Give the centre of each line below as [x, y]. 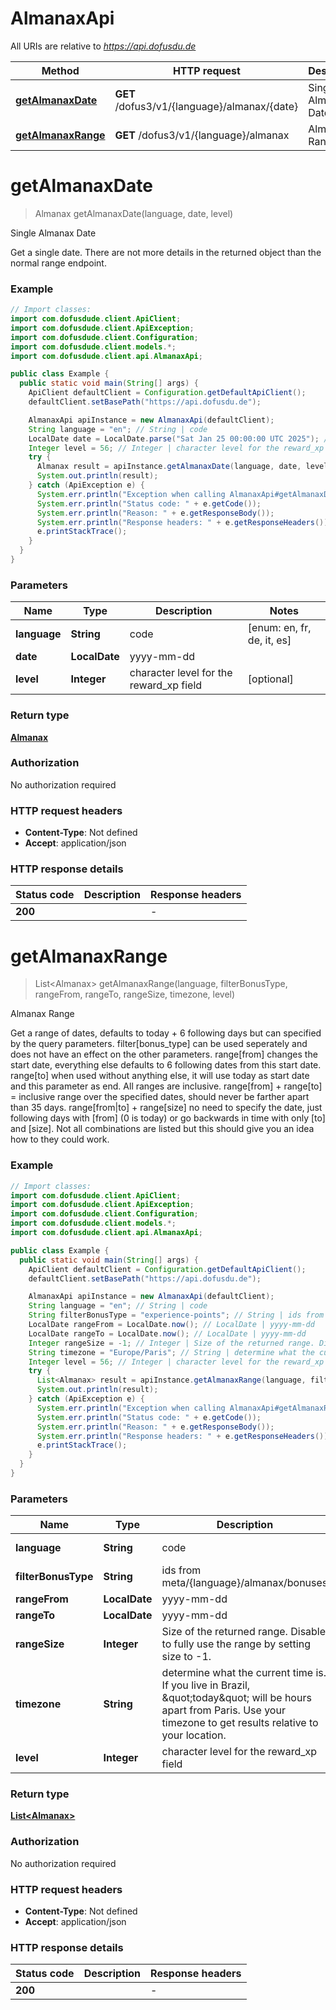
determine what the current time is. [244, 1673]
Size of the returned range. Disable [244, 1632]
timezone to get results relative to [240, 1723]
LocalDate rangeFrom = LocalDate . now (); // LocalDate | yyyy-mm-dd [171, 1325]
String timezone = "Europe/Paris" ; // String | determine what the [171, 1352]
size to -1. [186, 1657]
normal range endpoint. [58, 263]
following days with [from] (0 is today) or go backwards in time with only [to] [168, 1118]
